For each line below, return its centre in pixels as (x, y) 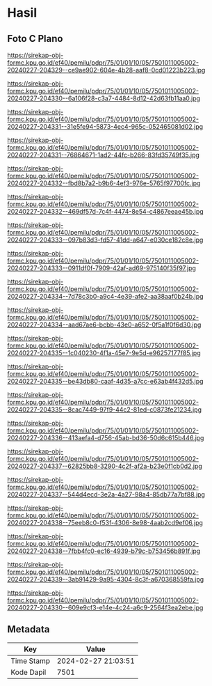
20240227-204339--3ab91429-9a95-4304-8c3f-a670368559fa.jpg (106, 579)
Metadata (28, 629)
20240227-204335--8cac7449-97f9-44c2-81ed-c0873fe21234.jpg (104, 410)
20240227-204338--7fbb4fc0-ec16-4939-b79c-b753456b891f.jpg (104, 551)
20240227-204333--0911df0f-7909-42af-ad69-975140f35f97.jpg (102, 268)
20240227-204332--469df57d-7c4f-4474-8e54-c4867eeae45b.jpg (105, 211)
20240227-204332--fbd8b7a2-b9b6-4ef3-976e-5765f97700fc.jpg (104, 183)
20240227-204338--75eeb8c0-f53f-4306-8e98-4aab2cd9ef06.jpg (105, 523)
